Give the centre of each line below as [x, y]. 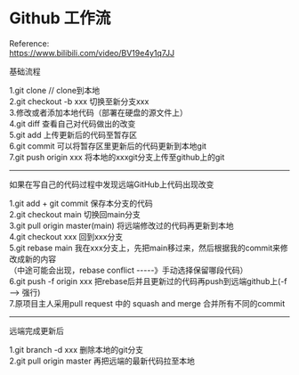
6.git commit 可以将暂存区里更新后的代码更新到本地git [108, 146]
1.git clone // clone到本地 [55, 90]
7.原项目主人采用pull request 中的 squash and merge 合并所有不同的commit [147, 303]
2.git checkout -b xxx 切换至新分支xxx [79, 101]
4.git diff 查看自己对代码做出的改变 [73, 123]
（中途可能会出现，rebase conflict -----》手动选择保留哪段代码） [129, 270]
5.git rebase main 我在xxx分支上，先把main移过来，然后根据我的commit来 [145, 248]
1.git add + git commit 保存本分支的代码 [81, 203]
